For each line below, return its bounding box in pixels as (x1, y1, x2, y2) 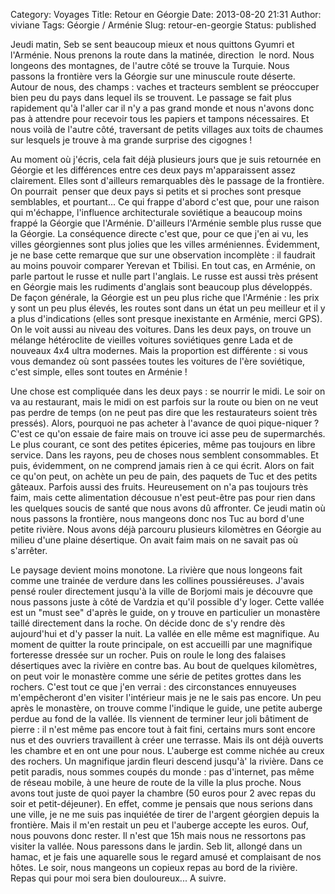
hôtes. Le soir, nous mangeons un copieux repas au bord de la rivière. (10, 862, 298, 873)
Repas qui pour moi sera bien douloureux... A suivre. (10, 872, 227, 884)
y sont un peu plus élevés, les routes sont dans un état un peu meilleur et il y (10, 302, 326, 314)
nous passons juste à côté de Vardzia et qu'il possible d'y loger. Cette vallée (10, 596, 325, 608)
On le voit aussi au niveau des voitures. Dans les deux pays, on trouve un (10, 324, 312, 335)
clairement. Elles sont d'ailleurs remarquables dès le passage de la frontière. (10, 175, 325, 186)
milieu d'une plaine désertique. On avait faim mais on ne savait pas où (10, 534, 299, 546)
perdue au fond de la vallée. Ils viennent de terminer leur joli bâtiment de (10, 713, 309, 724)
